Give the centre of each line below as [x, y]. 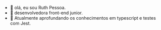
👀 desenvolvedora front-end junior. [46, 13]
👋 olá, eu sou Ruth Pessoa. [38, 8]
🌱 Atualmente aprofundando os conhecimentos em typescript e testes [83, 18]
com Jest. [20, 23]
